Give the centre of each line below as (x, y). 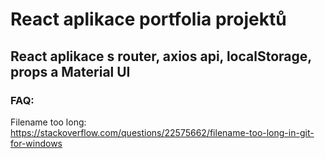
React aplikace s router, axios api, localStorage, (161, 56)
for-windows (36, 143)
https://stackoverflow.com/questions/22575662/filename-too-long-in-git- (162, 132)
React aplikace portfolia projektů (148, 19)
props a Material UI (70, 71)
